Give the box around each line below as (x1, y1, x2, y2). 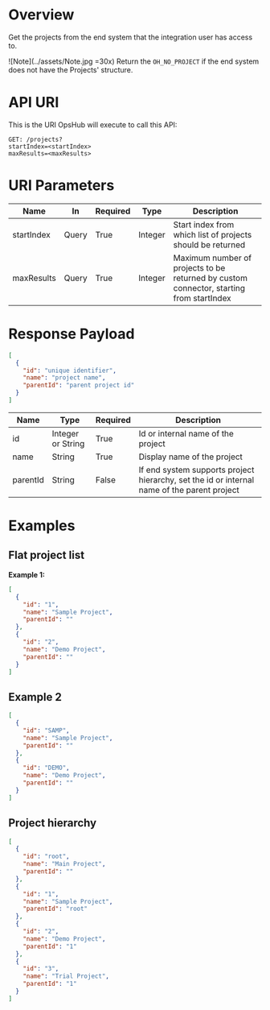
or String (51, 437, 85, 449)
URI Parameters (8, 176, 115, 195)
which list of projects (173, 229, 252, 240)
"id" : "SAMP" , (22, 726, 70, 735)
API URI (8, 93, 59, 112)
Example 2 (8, 690, 62, 704)
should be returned (173, 239, 246, 250)
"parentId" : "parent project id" (22, 381, 135, 390)
